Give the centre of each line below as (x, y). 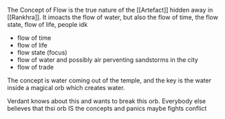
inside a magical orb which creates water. (66, 88)
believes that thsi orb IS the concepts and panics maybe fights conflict (107, 108)
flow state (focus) (42, 52)
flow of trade (35, 67)
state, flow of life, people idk (47, 24)
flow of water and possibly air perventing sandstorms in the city (107, 60)
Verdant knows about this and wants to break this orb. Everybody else (107, 101)
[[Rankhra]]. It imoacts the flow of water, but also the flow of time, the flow (113, 17)
